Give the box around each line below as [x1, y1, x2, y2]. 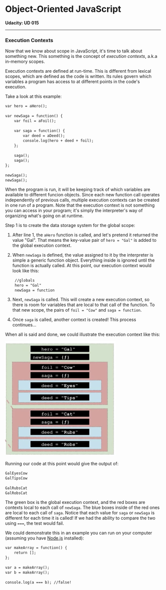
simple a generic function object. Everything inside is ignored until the [12, 257, 155, 263]
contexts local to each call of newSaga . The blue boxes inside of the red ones [5, 504, 160, 510]
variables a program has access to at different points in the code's [5, 79, 140, 85]
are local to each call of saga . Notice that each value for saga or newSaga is [5, 510, 155, 516]
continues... [12, 322, 37, 328]
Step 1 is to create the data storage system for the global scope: [5, 223, 135, 228]
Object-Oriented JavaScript [5, 3, 122, 15]
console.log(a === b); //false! [5, 580, 72, 585]
